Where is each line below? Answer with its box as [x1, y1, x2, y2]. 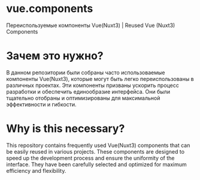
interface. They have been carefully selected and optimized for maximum [6, 161, 187, 168]
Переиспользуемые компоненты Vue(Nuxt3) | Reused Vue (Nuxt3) [6, 22, 175, 29]
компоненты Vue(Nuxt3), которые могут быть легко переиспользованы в [6, 75, 194, 82]
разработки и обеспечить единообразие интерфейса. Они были [6, 88, 171, 95]
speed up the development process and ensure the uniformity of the [6, 154, 175, 161]
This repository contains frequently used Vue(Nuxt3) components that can [6, 142, 190, 149]
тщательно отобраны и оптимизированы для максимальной [6, 94, 160, 101]
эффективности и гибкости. [6, 101, 77, 108]
